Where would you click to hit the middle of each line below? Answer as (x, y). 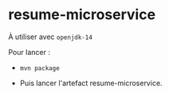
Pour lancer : (29, 52)
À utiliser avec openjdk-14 (51, 37)
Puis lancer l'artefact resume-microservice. (91, 83)
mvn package (39, 68)
